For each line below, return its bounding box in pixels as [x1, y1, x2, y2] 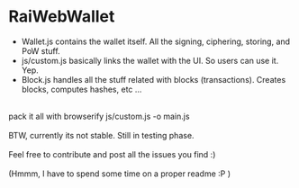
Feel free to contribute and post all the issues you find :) [8, 148, 216, 159]
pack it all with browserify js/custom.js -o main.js [8, 111, 190, 121]
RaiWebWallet [8, 6, 115, 27]
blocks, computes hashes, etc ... [21, 84, 142, 94]
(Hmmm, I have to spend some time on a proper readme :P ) [8, 168, 231, 179]
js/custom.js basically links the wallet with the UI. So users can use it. [21, 55, 279, 66]
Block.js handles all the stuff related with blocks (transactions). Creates [21, 74, 286, 85]
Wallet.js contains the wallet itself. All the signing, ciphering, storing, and [21, 36, 290, 47]
